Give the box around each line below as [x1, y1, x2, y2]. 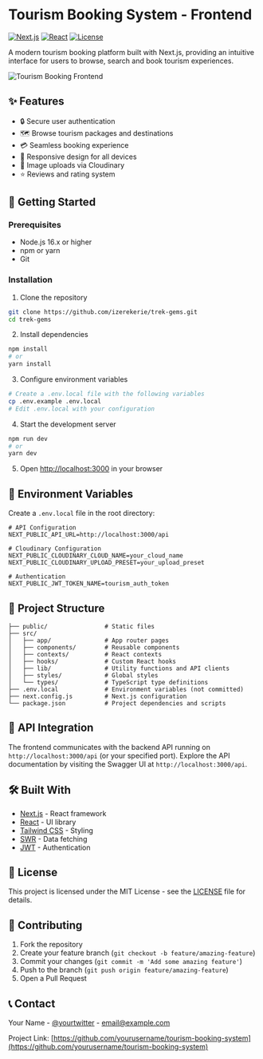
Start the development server [19, 419, 117, 429]
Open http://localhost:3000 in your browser [19, 464, 163, 474]
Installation [8, 274, 53, 285]
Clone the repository [19, 292, 88, 302]
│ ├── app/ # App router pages [8, 637, 170, 645]
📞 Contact [8, 997, 56, 1010]
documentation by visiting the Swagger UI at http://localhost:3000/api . [8, 759, 248, 768]
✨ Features [8, 94, 65, 109]
